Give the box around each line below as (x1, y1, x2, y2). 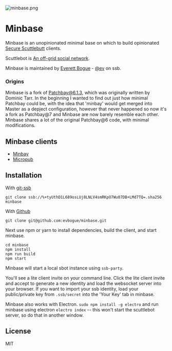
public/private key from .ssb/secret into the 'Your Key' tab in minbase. (5, 291, 155, 297)
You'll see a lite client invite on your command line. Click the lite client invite (5, 275, 165, 281)
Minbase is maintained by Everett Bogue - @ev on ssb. (5, 65, 122, 71)
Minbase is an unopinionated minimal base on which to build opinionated (5, 40, 159, 46)
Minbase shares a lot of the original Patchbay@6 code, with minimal (5, 117, 149, 123)
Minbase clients (5, 137, 58, 146)
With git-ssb (5, 185, 32, 191)
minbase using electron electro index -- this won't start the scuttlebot (5, 306, 155, 313)
